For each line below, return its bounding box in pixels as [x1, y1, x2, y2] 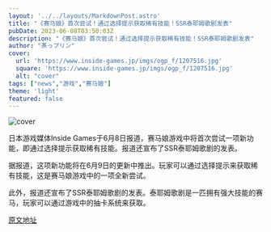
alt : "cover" [15, 72, 60, 80]
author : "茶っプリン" [8, 42, 75, 50]
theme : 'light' [8, 86, 60, 95]
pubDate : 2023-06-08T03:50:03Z [8, 27, 114, 35]
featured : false [8, 95, 63, 103]
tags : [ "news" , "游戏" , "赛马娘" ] [8, 79, 112, 87]
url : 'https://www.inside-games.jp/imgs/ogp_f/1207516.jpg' [15, 57, 222, 65]
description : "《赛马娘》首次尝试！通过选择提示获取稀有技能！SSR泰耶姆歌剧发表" [8, 34, 255, 43]
